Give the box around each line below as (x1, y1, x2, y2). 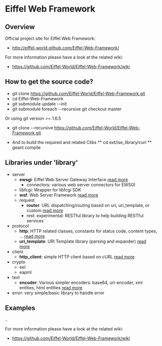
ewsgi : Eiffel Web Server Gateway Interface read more (19, 176, 128, 182)
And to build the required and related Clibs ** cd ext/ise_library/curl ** (12, 139, 152, 145)
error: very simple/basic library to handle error (12, 290, 105, 296)
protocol (12, 223, 29, 229)
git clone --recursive (12, 125, 53, 130)
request (19, 197, 35, 203)
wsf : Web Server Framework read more (19, 192, 98, 198)
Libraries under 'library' (5, 158, 78, 167)
